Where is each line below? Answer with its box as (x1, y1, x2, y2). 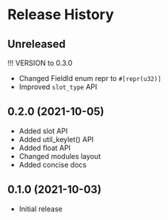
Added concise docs (18, 160, 87, 169)
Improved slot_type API (18, 82, 97, 91)
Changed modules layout (18, 151, 101, 160)
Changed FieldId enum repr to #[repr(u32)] (18, 74, 162, 83)
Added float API (18, 143, 71, 152)
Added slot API (18, 125, 68, 136)
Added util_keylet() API (18, 134, 94, 144)
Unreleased (7, 37, 67, 51)
